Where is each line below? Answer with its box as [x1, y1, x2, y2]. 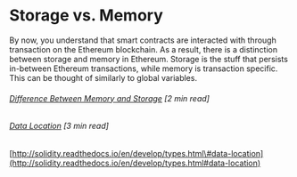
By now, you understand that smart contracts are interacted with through [9, 35, 276, 45]
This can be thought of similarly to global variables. [9, 72, 198, 83]
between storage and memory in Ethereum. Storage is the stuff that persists [9, 53, 288, 64]
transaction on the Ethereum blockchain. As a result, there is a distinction [9, 44, 278, 54]
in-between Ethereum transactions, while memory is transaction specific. [9, 63, 278, 74]
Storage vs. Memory [9, 5, 163, 26]
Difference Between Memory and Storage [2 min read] [9, 93, 210, 103]
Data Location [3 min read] [9, 121, 110, 132]
